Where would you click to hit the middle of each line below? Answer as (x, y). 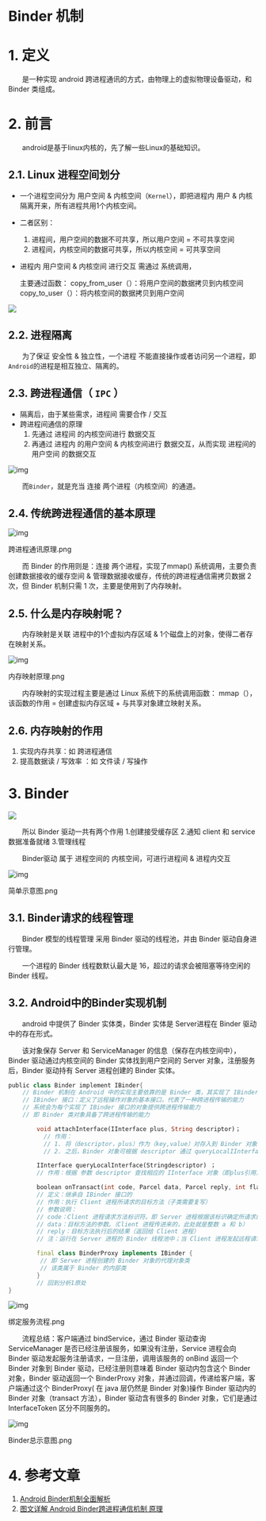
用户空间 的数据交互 (64, 454)
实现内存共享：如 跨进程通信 (66, 751)
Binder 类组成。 (34, 89)
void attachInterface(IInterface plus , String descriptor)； (139, 1129)
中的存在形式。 (32, 1033)
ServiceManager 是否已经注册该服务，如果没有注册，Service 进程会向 (122, 1349)
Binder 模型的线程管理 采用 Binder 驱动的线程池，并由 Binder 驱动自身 (136, 939)
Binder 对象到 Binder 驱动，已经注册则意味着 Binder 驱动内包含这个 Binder (129, 1369)
